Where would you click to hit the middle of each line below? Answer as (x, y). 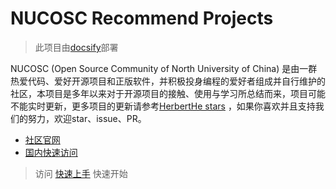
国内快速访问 (51, 152)
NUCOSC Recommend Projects (142, 18)
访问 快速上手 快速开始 (81, 173)
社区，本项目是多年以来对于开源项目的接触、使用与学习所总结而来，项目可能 (168, 93)
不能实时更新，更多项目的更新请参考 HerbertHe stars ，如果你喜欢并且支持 (163, 106)
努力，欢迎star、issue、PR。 (87, 118)
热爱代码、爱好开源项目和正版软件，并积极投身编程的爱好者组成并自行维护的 (168, 81)
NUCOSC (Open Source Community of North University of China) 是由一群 (164, 68)
